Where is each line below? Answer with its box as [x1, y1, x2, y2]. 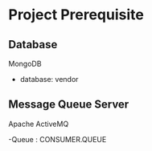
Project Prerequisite [8, 6, 145, 24]
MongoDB [8, 59, 42, 68]
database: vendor [19, 75, 79, 84]
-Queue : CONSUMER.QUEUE [8, 134, 107, 144]
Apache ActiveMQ [8, 119, 69, 129]
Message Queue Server [8, 98, 129, 112]
